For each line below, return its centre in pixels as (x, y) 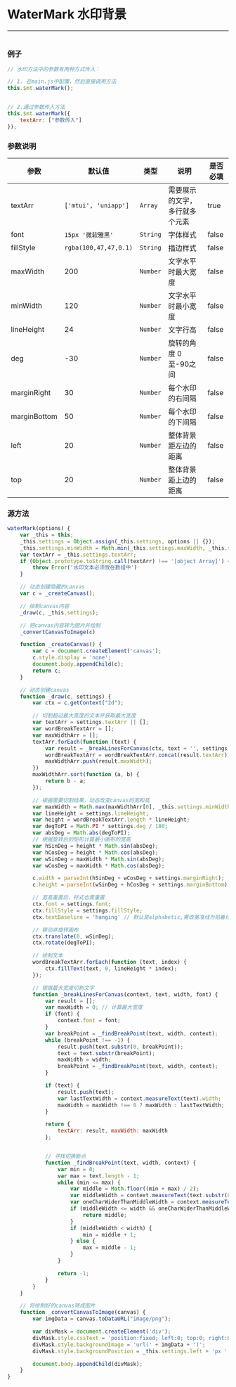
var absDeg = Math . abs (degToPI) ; (81, 833)
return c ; (47, 671)
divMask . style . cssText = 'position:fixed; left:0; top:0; (119, 1338)
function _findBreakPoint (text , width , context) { (120, 1163)
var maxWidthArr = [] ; (66, 735)
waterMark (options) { (39, 529)
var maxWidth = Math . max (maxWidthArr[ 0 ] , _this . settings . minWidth (132, 807)
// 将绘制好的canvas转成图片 (58, 1306)
